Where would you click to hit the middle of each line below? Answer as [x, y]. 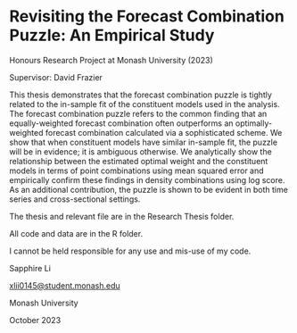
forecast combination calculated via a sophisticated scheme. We [164, 132]
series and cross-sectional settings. [75, 199]
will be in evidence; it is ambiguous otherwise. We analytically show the [140, 151]
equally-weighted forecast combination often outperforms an [121, 123]
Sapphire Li [30, 268]
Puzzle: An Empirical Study [112, 35]
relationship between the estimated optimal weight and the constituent [139, 161]
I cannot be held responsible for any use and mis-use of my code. [130, 251]
